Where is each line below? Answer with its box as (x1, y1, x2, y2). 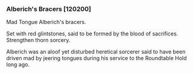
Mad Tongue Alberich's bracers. (6, 19, 86, 26)
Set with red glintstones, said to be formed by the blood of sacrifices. (6, 30, 179, 37)
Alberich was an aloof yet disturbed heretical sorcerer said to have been (6, 48, 186, 55)
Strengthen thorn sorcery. (6, 37, 71, 44)
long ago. (6, 61, 30, 68)
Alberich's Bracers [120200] (6, 5, 92, 13)
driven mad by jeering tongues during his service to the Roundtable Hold (6, 55, 187, 62)
